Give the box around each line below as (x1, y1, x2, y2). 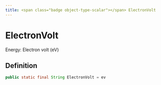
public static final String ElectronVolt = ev (5, 75, 106, 80)
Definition (5, 61, 37, 70)
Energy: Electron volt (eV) (5, 47, 59, 53)
